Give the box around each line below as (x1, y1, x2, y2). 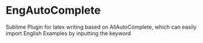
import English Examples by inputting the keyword (5, 29, 131, 36)
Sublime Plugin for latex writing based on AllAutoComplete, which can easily (5, 23, 197, 30)
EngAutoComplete (5, 4, 101, 17)
